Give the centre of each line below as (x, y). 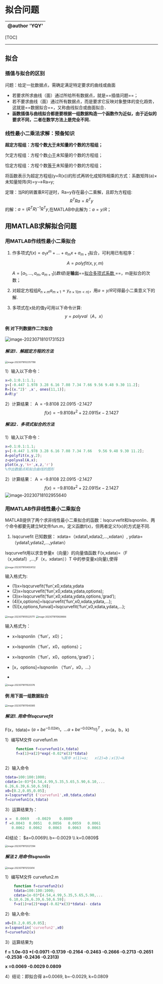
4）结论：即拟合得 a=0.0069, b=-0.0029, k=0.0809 (57, 976)
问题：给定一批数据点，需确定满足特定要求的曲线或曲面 (60, 85)
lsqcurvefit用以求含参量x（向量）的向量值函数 (51, 553)
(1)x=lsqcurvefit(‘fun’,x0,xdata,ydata (48, 586)
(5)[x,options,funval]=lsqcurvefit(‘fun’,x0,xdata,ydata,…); (69, 607)
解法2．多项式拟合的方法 (30, 424)
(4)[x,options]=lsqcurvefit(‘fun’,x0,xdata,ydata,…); (62, 601)
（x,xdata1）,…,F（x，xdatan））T (38, 559)
